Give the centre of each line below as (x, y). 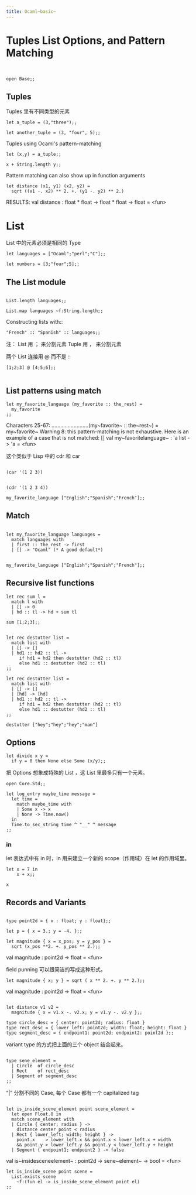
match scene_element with (43, 1119)
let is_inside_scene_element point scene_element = (70, 1109)
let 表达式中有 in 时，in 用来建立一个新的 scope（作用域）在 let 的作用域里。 (98, 858)
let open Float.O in (36, 1114)
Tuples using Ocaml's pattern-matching (54, 143)
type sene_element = (31, 1061)
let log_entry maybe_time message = (51, 794)
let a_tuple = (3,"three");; (42, 123)
